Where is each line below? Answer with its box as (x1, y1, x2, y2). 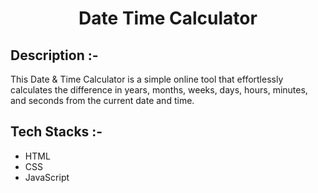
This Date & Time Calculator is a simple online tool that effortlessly (10, 73, 284, 85)
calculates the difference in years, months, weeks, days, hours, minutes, (10, 84, 308, 96)
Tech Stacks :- (10, 123, 103, 141)
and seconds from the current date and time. (10, 95, 195, 106)
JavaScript (24, 171, 70, 183)
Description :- (10, 47, 99, 64)
